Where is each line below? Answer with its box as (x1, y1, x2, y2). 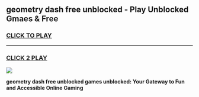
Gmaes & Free (6, 14, 59, 24)
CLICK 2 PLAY (6, 53, 47, 62)
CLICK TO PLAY (6, 32, 52, 40)
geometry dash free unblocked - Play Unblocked (6, 5, 189, 15)
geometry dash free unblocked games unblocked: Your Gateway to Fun (6, 78, 185, 85)
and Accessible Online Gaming (6, 84, 84, 91)
